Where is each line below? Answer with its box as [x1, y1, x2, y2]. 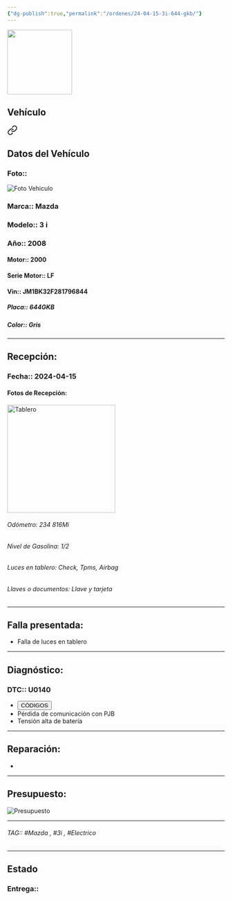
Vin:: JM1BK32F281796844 [7, 287, 88, 296]
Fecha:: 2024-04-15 [7, 372, 77, 381]
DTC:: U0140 [7, 684, 51, 694]
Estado [7, 863, 38, 875]
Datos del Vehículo [7, 148, 90, 160]
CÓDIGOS [20, 702, 48, 709]
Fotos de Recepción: [7, 388, 68, 397]
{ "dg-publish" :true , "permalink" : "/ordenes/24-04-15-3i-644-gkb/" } [7, 10, 202, 17]
